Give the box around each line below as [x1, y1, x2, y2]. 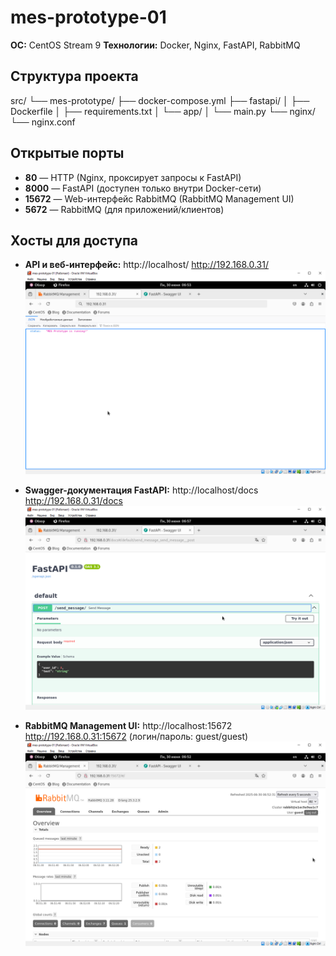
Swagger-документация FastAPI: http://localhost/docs [24, 484, 259, 496]
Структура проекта [10, 68, 139, 85]
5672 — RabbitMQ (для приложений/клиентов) [24, 203, 225, 215]
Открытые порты [10, 145, 125, 162]
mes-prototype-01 [10, 6, 167, 29]
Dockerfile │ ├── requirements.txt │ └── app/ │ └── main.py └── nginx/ [10, 105, 316, 117]
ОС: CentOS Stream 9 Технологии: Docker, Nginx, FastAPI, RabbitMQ [10, 39, 301, 51]
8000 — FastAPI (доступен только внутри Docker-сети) [24, 182, 262, 194]
